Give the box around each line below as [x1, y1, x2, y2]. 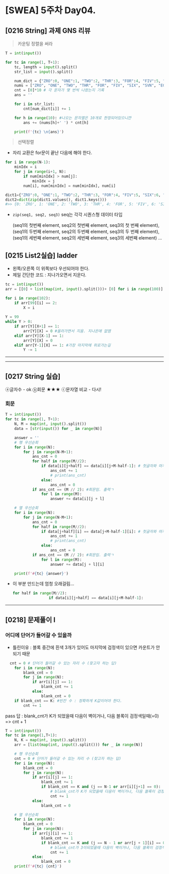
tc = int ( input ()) [5, 282, 44, 287]
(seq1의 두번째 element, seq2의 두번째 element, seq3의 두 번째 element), [12, 228, 160, 235]
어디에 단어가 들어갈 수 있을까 [5, 632, 72, 639]
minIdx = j [32, 178, 55, 183]
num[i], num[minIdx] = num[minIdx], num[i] [23, 183, 116, 188]
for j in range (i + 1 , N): [14, 169, 66, 174]
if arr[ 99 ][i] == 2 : [14, 300, 57, 306]
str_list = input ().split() [14, 69, 73, 74]
